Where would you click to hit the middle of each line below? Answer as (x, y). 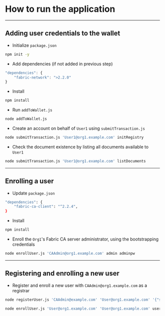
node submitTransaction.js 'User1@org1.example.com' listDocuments (76, 161)
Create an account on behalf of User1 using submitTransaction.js (79, 128)
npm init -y (17, 54)
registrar (21, 290)
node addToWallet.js (26, 119)
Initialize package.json (34, 45)
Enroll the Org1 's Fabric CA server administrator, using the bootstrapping (85, 239)
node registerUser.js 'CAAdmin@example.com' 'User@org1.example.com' (78, 300)
